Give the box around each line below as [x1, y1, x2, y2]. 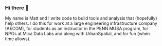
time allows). [5, 36, 31, 42]
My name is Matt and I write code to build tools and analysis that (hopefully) [5, 15, 157, 21]
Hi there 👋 [5, 4, 29, 11]
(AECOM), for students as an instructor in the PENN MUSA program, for [5, 26, 148, 31]
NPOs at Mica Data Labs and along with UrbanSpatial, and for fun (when [5, 31, 150, 37]
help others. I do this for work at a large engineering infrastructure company [5, 20, 158, 26]
